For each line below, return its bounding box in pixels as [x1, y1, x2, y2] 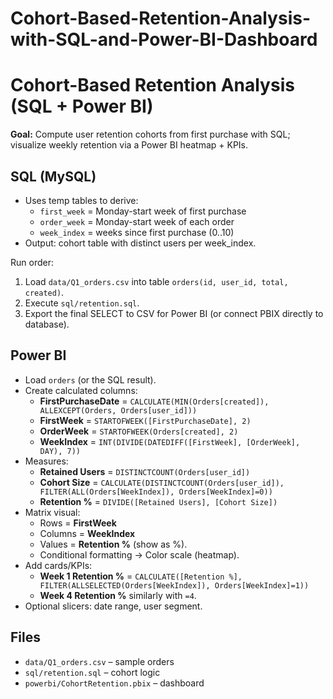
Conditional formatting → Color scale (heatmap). [39, 548, 240, 561]
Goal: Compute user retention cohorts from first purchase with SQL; [10, 128, 291, 141]
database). [24, 318, 70, 330]
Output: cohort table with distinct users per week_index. [24, 237, 257, 249]
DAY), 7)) [39, 446, 82, 456]
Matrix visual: [24, 506, 81, 518]
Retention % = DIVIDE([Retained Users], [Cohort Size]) [39, 495, 278, 507]
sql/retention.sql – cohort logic [24, 666, 161, 678]
